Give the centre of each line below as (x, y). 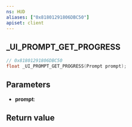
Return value (30, 118)
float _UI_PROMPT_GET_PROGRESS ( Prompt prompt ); (67, 66)
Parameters (28, 85)
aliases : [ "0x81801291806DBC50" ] (48, 17)
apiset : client (25, 23)
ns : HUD (16, 12)
